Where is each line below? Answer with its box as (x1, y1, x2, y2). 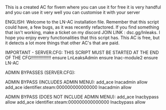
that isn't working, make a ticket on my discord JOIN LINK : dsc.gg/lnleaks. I (5, 30, 160, 35)
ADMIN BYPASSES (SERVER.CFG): (5, 70, 76, 75)
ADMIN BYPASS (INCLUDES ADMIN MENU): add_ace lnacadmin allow (5, 79, 148, 85)
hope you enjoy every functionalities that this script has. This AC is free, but (5, 35, 160, 40)
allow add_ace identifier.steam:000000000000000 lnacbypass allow (5, 99, 146, 105)
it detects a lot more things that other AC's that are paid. (5, 40, 120, 46)
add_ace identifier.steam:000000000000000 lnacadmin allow (5, 84, 132, 90)
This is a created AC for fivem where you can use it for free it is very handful (5, 4, 161, 10)
